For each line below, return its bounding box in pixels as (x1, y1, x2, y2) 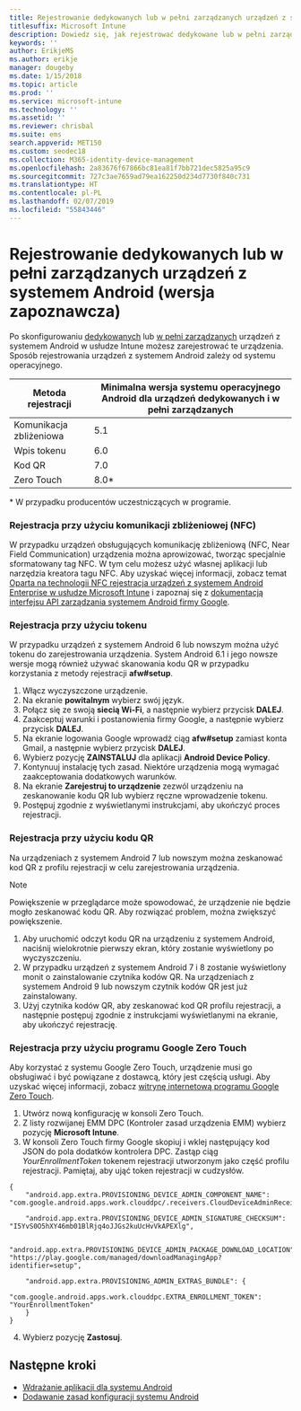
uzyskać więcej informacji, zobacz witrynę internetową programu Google (9, 1080, 279, 1091)
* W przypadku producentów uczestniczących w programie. (9, 496, 231, 507)
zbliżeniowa (13, 429, 64, 442)
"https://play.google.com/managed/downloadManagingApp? (9, 1253, 222, 1262)
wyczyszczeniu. (21, 952, 82, 963)
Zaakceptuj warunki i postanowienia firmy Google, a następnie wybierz (21, 714, 284, 725)
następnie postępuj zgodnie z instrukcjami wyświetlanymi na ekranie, (21, 1010, 279, 1020)
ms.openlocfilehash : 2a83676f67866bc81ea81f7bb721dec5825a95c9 (9, 163, 251, 172)
